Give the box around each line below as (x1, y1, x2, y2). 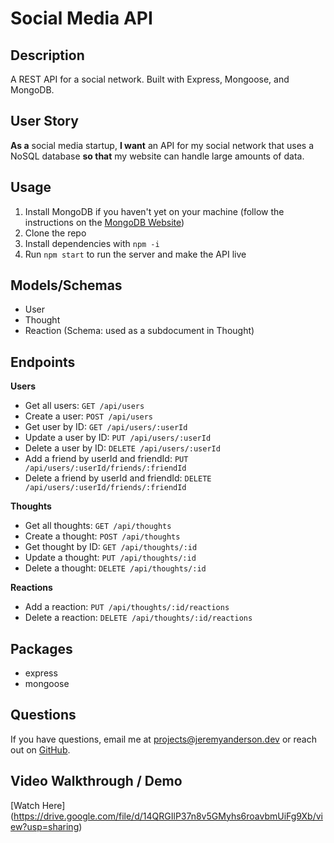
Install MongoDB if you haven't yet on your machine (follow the (24, 205, 285, 217)
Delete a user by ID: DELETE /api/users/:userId (24, 442, 221, 454)
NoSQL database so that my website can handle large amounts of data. (10, 150, 305, 162)
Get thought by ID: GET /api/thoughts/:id (24, 541, 198, 553)
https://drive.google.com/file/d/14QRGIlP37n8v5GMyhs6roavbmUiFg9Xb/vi (13, 810, 323, 822)
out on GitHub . (10, 743, 71, 756)
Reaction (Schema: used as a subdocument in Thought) (24, 325, 255, 337)
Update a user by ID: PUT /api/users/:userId (24, 432, 212, 444)
